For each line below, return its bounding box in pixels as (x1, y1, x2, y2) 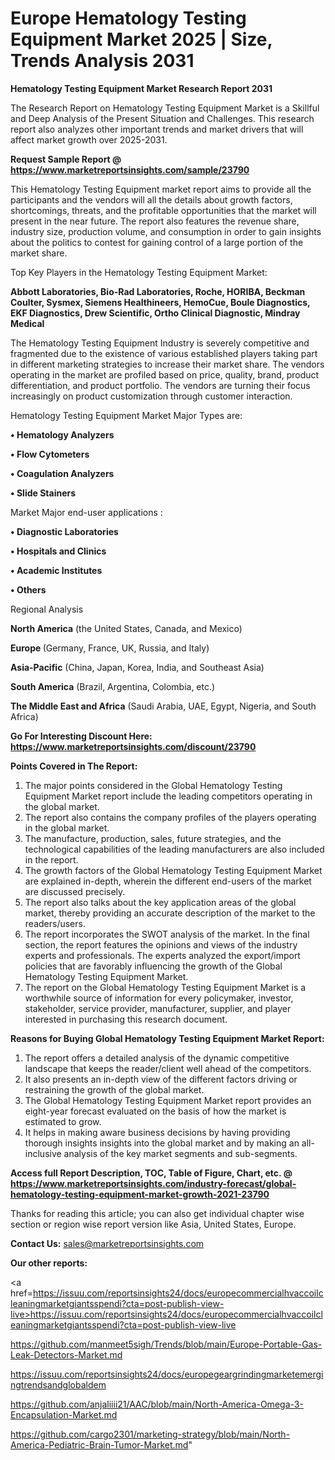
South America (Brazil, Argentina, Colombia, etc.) (10, 680, 216, 692)
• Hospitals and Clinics (10, 545, 107, 557)
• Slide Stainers (10, 487, 77, 499)
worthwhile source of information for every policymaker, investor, (24, 992, 294, 1004)
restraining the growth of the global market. (24, 1083, 205, 1096)
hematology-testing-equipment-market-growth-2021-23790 (10, 1188, 270, 1200)
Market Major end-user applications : (10, 506, 163, 518)
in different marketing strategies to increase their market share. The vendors (10, 358, 325, 370)
